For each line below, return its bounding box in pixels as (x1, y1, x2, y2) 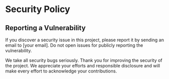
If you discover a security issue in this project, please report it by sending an (5, 37, 164, 43)
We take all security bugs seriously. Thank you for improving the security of (5, 57, 162, 63)
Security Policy (5, 4, 71, 15)
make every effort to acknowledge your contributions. (5, 68, 117, 74)
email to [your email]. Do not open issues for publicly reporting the (5, 42, 143, 48)
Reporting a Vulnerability (5, 24, 86, 32)
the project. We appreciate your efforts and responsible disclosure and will (5, 63, 160, 68)
